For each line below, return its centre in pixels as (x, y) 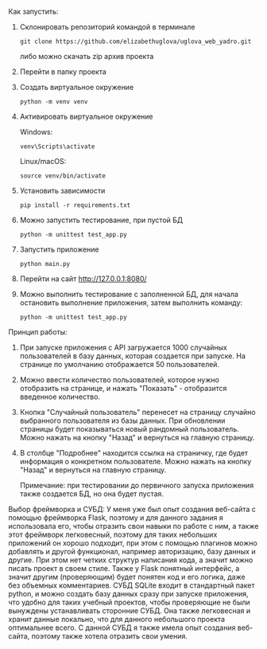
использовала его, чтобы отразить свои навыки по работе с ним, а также (133, 526)
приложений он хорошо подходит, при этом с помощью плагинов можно (133, 543)
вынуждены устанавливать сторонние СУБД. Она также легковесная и (130, 611)
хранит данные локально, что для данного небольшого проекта (116, 619)
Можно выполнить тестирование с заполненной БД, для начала (129, 294)
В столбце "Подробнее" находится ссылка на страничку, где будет (134, 453)
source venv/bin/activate (62, 176)
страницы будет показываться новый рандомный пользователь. (130, 429)
